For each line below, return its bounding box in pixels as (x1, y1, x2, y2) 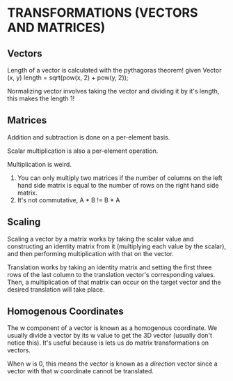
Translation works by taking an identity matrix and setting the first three (7, 263, 212, 271)
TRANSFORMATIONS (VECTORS (7, 5, 198, 21)
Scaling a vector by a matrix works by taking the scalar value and (7, 234, 194, 243)
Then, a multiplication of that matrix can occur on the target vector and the (7, 278, 221, 286)
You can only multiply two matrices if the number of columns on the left (17, 173, 223, 182)
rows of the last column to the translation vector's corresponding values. (7, 270, 216, 278)
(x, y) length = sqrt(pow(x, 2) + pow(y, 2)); (7, 73, 129, 82)
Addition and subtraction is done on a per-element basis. (7, 133, 170, 141)
